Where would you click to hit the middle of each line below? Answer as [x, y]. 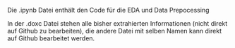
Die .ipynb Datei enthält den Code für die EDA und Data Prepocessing [108, 10]
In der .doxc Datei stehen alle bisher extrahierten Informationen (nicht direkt [117, 23]
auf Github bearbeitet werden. [51, 38]
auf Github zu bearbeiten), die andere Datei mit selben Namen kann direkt [115, 31]
